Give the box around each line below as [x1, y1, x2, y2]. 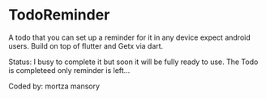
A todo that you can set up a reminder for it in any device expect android [8, 32, 251, 42]
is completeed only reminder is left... [8, 65, 131, 75]
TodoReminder [8, 6, 110, 24]
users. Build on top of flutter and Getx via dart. [8, 41, 164, 50]
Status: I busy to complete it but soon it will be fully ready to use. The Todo [8, 57, 259, 67]
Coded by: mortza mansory [8, 81, 100, 91]
